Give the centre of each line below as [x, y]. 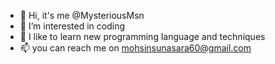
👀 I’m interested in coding [72, 26]
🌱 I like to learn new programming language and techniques [142, 36]
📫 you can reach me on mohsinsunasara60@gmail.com [135, 48]
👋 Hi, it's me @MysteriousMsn [82, 15]
